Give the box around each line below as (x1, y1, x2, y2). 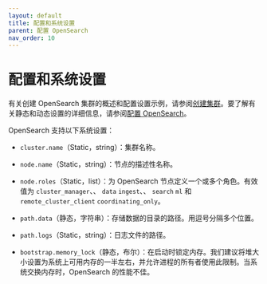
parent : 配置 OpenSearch (8, 26, 88, 34)
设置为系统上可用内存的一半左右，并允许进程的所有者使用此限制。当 (26, 257, 251, 267)
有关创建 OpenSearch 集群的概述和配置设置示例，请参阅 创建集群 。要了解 (8, 99, 249, 108)
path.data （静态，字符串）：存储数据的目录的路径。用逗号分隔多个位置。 (19, 213, 259, 223)
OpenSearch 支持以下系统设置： (8, 125, 115, 136)
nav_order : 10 (8, 34, 56, 42)
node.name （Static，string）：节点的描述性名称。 (19, 160, 178, 169)
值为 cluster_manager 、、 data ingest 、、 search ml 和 (19, 187, 192, 196)
